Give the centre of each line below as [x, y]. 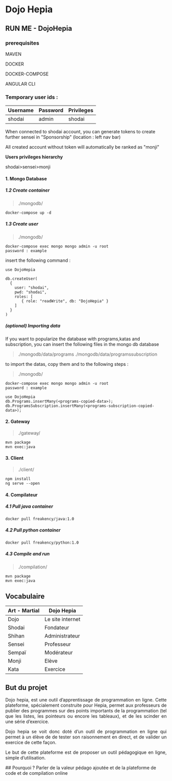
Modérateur [59, 653]
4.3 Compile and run [28, 554]
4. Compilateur [21, 495]
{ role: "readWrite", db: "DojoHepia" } [65, 301]
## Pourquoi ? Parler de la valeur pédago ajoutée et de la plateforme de [81, 768]
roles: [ [24, 296]
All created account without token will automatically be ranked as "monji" [82, 147]
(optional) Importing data [33, 326]
